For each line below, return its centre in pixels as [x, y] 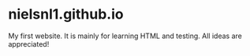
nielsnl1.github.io [66, 14]
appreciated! [29, 44]
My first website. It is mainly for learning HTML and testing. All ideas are [125, 36]
